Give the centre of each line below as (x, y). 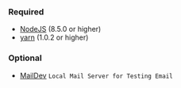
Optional (25, 58)
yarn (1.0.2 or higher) (54, 37)
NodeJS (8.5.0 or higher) (60, 29)
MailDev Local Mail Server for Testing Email (96, 75)
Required (26, 12)
